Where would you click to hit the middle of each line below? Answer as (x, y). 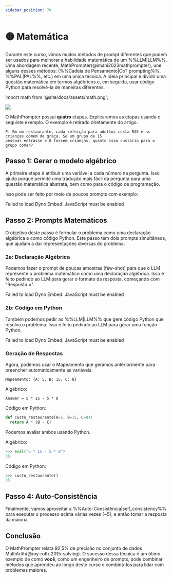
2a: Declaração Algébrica (38, 257)
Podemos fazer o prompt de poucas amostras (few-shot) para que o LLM (83, 268)
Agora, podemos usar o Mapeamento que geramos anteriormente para (80, 365)
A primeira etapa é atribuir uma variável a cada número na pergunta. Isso (83, 173)
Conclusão (23, 536)
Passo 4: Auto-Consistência (51, 496)
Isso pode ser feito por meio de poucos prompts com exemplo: (72, 194)
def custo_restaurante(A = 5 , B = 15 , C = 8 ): (49, 417)
